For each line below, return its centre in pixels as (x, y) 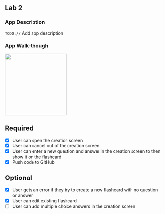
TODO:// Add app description (34, 33)
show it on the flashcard (37, 157)
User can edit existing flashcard (45, 200)
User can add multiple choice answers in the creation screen (74, 206)
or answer (22, 195)
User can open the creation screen (48, 140)
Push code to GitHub (33, 162)
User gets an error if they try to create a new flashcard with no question (85, 190)
